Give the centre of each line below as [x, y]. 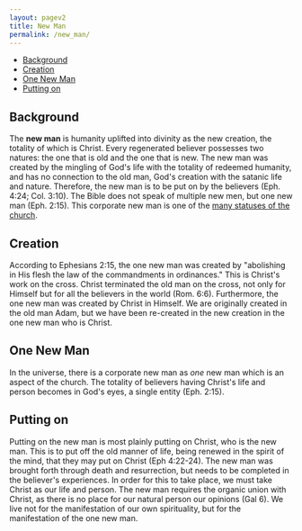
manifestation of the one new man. [74, 517]
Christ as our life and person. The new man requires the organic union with [148, 489]
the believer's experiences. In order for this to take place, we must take [141, 480]
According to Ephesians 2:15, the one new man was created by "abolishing [147, 265]
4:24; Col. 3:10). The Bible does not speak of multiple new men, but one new [151, 196]
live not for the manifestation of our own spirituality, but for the [125, 508]
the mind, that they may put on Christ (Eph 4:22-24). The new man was [142, 461]
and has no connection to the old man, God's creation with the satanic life [146, 177]
